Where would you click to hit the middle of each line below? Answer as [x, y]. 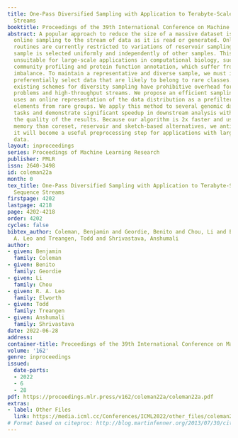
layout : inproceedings [41, 146]
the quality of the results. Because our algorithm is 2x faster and [118, 119]
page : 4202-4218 [31, 212]
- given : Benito [31, 265]
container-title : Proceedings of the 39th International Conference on [115, 344]
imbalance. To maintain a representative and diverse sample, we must [120, 73]
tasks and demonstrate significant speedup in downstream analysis [115, 113]
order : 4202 [25, 219]
